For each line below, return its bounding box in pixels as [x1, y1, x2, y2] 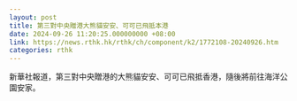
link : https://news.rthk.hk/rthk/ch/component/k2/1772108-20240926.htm [9, 37, 278, 47]
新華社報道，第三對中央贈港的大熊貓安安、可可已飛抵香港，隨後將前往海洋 [9, 72, 280, 82]
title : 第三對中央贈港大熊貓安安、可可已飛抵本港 [9, 21, 169, 30]
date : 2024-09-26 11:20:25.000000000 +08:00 [9, 29, 176, 38]
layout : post [9, 12, 57, 22]
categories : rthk [9, 46, 73, 55]
